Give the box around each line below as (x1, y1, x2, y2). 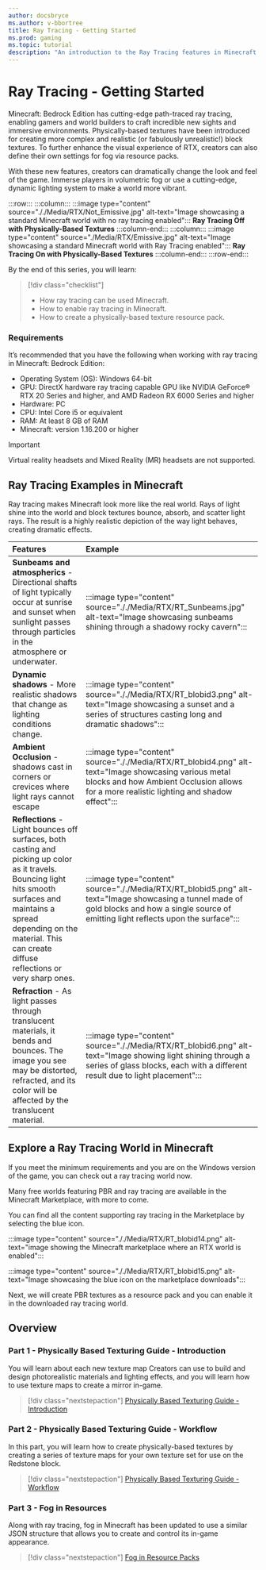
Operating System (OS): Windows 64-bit (19, 374, 152, 383)
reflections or (12, 963, 62, 974)
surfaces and (12, 894, 62, 905)
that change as (12, 699, 68, 710)
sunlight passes (12, 617, 71, 628)
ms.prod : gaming (8, 33, 62, 42)
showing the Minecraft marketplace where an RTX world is (50, 1242, 241, 1252)
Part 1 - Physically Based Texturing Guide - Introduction (8, 1345, 226, 1356)
